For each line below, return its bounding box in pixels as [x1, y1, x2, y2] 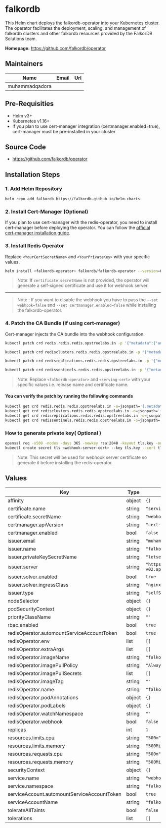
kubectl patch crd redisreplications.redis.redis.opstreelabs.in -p [5, 358, 149, 364]
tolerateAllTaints [7, 807, 45, 814]
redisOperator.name [7, 686, 54, 693]
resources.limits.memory [7, 742, 65, 749]
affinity [7, 497, 24, 504]
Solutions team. [5, 36, 37, 42]
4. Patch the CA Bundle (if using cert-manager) [5, 320, 120, 327]
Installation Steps [5, 170, 60, 179]
